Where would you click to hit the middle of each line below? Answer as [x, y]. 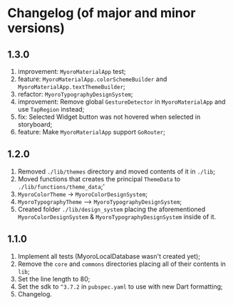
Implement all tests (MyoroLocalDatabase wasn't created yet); [109, 256]
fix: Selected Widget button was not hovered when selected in [109, 117]
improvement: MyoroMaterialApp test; [72, 71]
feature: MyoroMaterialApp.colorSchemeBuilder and [92, 79]
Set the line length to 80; [54, 279]
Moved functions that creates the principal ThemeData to [99, 178]
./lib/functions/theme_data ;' [61, 186]
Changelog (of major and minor [102, 13]
